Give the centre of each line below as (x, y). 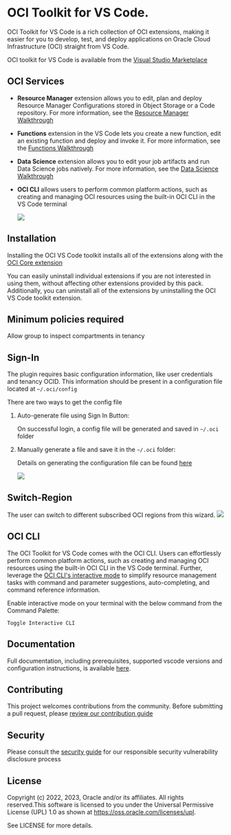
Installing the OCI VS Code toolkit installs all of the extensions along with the (115, 255)
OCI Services (36, 82)
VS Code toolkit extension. (45, 298)
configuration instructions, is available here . (69, 668)
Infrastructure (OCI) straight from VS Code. (68, 46)
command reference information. (54, 590)
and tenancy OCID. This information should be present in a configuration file (115, 382)
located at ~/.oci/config (42, 389)
